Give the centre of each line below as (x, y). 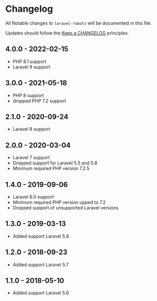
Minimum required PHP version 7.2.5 (51, 168)
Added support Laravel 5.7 (41, 265)
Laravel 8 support (31, 129)
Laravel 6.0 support (33, 197)
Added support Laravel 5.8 (41, 236)
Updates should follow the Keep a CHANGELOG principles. (67, 33)
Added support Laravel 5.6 (41, 293)
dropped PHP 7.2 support (39, 101)
